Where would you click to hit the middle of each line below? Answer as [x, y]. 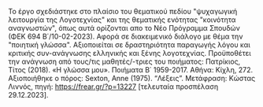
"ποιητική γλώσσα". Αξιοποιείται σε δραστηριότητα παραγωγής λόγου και [129, 45]
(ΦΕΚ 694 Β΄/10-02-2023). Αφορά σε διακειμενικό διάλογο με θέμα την [126, 36]
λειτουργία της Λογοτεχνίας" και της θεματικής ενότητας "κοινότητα [122, 20]
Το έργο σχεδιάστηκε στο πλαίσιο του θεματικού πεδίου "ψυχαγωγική [123, 11]
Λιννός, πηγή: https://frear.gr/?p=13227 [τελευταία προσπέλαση [113, 87]
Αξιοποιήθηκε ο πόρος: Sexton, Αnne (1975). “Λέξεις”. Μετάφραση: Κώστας [132, 78]
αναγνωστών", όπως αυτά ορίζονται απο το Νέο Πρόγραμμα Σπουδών [124, 28]
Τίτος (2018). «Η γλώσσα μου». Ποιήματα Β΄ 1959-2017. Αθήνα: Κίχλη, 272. [131, 70]
